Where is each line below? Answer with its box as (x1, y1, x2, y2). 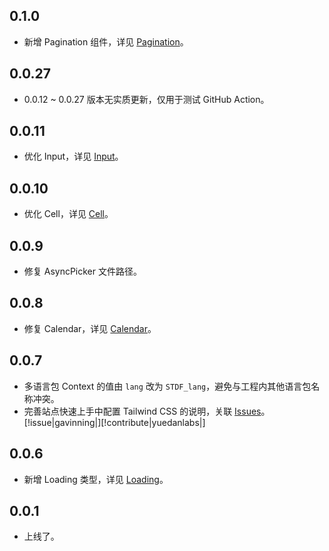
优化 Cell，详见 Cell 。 (23, 208, 114, 220)
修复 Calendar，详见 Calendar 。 (23, 322, 157, 334)
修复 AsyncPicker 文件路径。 (23, 265, 142, 278)
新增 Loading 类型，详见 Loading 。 (23, 473, 169, 485)
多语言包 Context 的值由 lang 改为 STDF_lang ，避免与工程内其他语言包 (23, 380, 312, 392)
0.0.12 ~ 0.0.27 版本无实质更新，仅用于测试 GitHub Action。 (23, 93, 270, 105)
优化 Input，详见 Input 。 (23, 150, 124, 163)
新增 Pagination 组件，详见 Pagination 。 (23, 35, 189, 48)
